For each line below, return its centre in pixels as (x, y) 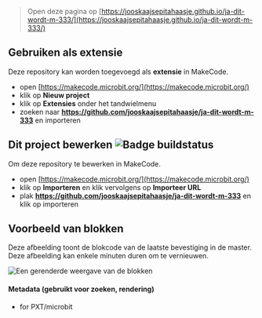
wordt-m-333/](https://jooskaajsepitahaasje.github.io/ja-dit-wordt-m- (140, 20)
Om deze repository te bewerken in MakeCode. (84, 163)
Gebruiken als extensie (65, 53)
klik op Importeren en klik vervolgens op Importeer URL (110, 187)
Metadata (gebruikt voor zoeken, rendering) (81, 289)
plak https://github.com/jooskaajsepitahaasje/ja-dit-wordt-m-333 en (135, 196)
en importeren (58, 120)
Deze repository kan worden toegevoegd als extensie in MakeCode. (118, 71)
